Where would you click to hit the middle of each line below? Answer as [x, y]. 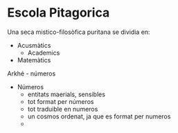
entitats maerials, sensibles [66, 94]
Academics [44, 53]
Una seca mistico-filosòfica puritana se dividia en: [79, 32]
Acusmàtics [34, 45]
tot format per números [61, 101]
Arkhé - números [32, 73]
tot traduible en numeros [63, 109]
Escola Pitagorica [59, 13]
